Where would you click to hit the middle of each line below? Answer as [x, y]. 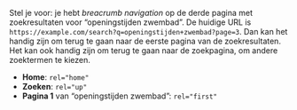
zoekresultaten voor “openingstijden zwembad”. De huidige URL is [130, 22]
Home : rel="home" [55, 77]
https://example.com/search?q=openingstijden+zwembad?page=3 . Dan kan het [148, 31]
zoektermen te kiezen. [50, 60]
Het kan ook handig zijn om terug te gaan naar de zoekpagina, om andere [144, 51]
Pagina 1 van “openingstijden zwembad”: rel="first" [120, 96]
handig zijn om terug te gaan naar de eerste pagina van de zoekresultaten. [145, 41]
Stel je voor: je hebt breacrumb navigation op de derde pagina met [131, 13]
